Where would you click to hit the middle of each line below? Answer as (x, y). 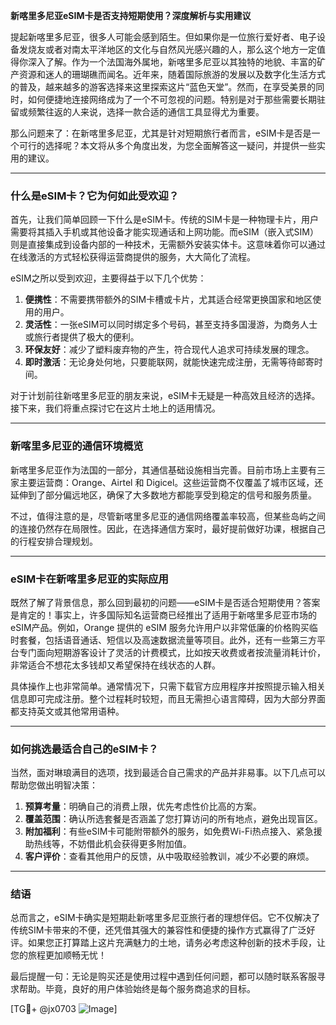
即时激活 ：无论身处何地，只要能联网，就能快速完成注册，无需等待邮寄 (169, 362)
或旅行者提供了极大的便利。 (82, 337)
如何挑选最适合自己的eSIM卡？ (84, 749)
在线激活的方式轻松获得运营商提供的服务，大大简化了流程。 (133, 257)
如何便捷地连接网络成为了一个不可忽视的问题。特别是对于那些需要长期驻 (176, 99)
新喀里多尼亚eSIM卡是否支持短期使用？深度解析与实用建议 (131, 15)
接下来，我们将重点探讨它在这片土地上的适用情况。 (115, 408)
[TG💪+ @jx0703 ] (64, 1009)
